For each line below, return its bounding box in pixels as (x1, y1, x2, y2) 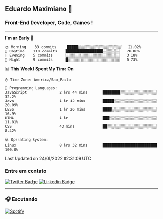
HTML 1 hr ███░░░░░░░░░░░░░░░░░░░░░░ (5, 115, 158, 120)
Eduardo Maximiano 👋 (5, 5, 73, 13)
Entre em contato (5, 168, 47, 174)
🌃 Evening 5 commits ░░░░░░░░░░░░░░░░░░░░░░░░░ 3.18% (5, 53, 138, 58)
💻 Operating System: (5, 137, 49, 142)
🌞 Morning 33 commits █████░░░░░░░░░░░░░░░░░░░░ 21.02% (5, 44, 142, 49)
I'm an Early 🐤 (5, 35, 33, 41)
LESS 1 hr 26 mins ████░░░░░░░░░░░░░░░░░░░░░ (5, 107, 158, 112)
